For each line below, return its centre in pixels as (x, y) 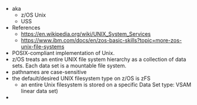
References (26, 27)
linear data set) (40, 91)
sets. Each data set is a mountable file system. (69, 66)
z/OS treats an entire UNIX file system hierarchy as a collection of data (99, 59)
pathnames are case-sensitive (49, 72)
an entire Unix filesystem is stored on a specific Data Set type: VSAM (106, 85)
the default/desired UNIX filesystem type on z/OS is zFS (81, 78)
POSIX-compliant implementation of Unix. (63, 53)
